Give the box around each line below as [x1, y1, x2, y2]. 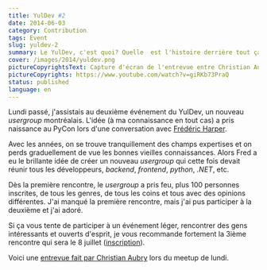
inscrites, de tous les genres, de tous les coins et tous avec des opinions [8, 188, 246, 199]
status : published [8, 78, 69, 86]
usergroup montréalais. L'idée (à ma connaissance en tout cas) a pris [8, 116, 234, 125]
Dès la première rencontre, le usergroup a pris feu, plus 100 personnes [8, 180, 240, 190]
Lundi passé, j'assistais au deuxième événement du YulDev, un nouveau [8, 107, 245, 117]
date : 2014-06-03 [8, 19, 66, 27]
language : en [8, 85, 52, 94]
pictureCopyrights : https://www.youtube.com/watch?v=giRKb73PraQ [8, 71, 229, 79]
